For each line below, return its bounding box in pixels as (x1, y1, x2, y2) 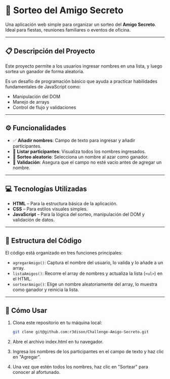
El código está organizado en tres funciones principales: (5, 250, 123, 256)
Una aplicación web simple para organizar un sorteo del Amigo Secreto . (5, 21, 156, 27)
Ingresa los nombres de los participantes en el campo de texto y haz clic (12, 348, 164, 355)
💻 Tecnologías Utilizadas (5, 184, 87, 193)
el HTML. (12, 276, 32, 282)
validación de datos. (12, 217, 55, 223)
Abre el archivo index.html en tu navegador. (12, 338, 104, 344)
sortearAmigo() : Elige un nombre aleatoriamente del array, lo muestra (12, 281, 158, 288)
